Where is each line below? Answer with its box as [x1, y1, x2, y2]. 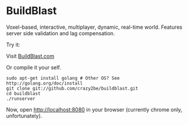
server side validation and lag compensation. [6, 29, 115, 36]
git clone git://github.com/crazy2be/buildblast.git [6, 85, 138, 92]
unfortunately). [6, 112, 42, 119]
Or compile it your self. [6, 63, 61, 71]
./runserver [6, 96, 35, 102]
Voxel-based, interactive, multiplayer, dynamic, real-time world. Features [6, 23, 183, 31]
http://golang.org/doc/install [6, 80, 83, 86]
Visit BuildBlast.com [6, 52, 55, 59]
